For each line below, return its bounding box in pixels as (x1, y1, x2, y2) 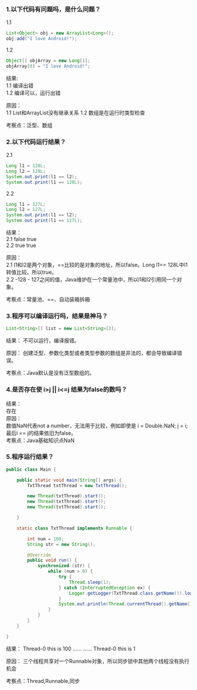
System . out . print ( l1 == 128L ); (6, 179, 83, 185)
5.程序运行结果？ (6, 453, 54, 461)
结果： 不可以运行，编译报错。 (6, 337, 80, 344)
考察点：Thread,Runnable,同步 (6, 677, 80, 684)
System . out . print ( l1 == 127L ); (6, 217, 83, 224)
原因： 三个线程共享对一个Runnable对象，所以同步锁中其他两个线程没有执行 (6, 657, 189, 665)
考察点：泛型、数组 (6, 122, 53, 129)
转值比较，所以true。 (6, 269, 57, 276)
